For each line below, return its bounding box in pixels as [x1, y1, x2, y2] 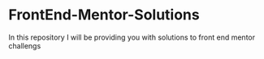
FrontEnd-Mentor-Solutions [8, 6, 201, 24]
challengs [8, 40, 41, 50]
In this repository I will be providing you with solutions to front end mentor [8, 32, 256, 42]
